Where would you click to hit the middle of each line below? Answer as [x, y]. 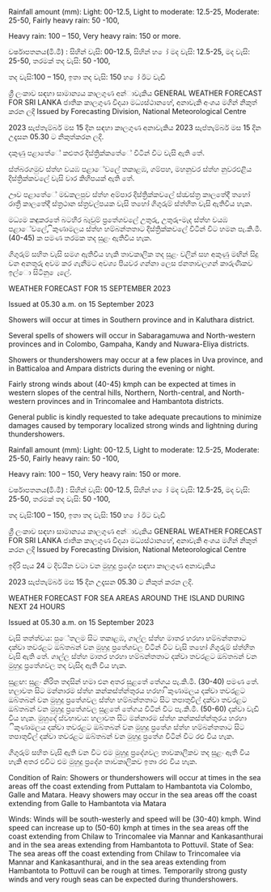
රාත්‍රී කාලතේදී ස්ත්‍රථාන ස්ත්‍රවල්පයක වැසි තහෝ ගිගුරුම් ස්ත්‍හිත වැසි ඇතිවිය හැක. [130, 203]
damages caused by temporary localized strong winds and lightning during [133, 425]
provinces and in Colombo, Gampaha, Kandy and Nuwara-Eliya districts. [129, 344]
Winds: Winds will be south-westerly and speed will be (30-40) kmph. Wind [135, 819]
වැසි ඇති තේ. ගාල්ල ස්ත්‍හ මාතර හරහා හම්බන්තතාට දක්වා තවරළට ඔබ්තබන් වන [133, 656]
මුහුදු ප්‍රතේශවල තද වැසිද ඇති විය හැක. [68, 665]
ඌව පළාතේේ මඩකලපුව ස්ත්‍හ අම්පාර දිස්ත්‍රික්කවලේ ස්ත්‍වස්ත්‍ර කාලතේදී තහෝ [129, 194]
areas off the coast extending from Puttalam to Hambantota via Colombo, [130, 786]
